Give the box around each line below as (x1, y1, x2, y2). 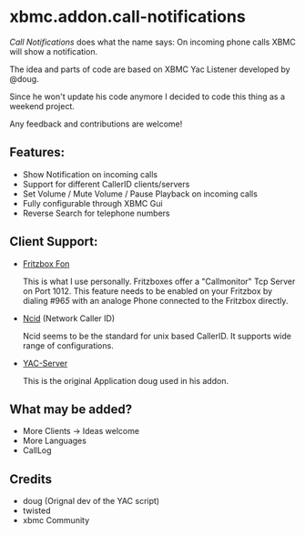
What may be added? (9, 401, 133, 417)
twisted (22, 505, 51, 516)
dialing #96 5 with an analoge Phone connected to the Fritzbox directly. (22, 295, 289, 306)
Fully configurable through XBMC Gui (22, 197, 163, 208)
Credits (9, 471, 53, 487)
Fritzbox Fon (22, 257, 70, 269)
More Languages (22, 435, 86, 447)
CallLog (22, 445, 52, 456)
